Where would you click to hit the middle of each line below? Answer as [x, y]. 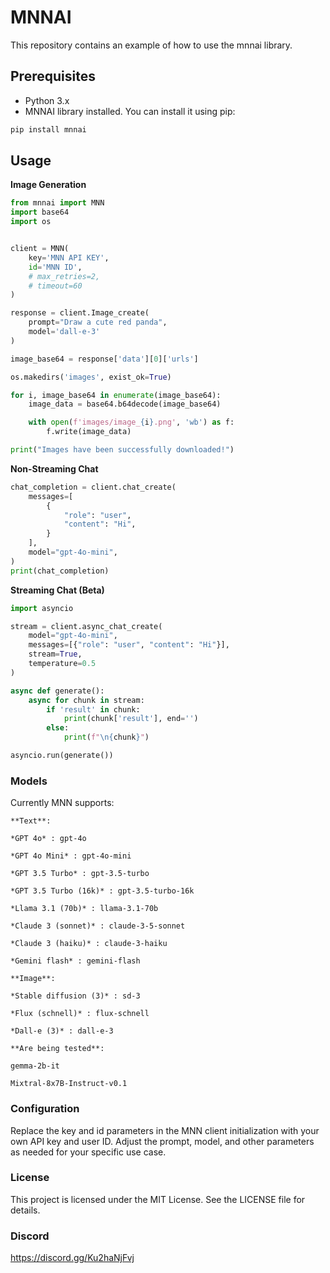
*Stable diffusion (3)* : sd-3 [75, 996]
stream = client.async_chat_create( [86, 626]
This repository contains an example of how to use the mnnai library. [151, 45]
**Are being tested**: [57, 1049]
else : [58, 728]
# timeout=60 [55, 286]
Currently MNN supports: [62, 803]
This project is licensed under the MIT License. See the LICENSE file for [158, 1199]
